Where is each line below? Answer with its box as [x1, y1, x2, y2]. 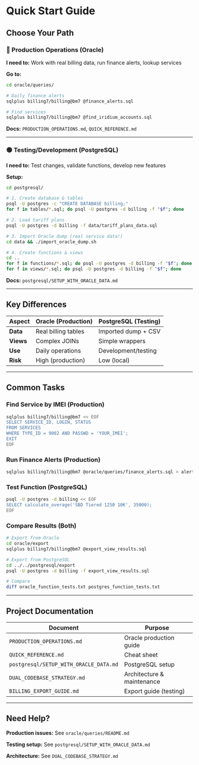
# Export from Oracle [6, 535, 60, 541]
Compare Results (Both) [6, 521, 77, 529]
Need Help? [6, 713, 50, 723]
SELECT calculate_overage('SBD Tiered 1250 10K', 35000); [6, 502, 152, 508]
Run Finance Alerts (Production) [6, 455, 101, 464]
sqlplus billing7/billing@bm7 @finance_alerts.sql [6, 98, 134, 104]
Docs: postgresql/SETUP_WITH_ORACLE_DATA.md [6, 277, 118, 284]
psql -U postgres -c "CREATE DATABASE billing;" [6, 201, 129, 207]
